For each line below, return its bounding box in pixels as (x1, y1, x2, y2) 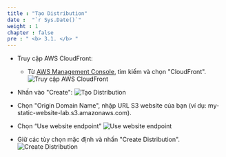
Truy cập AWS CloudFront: (17, 54, 93, 62)
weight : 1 (7, 23, 39, 29)
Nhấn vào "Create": (17, 88, 73, 97)
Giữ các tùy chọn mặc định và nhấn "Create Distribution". (17, 135, 181, 144)
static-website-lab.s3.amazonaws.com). (17, 109, 132, 117)
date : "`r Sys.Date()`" (7, 16, 81, 23)
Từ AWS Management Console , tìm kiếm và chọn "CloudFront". (27, 68, 207, 76)
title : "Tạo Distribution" (7, 10, 88, 17)
